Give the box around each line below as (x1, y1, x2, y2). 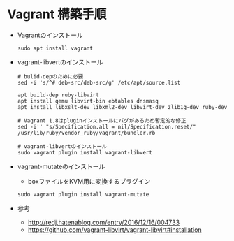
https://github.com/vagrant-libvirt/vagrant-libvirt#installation (27, 225, 202, 234)
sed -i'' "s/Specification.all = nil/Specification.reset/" (17, 123, 196, 130)
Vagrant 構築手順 (7, 6, 107, 22)
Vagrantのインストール (17, 31, 83, 39)
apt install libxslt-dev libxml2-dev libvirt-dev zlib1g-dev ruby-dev (17, 103, 228, 110)
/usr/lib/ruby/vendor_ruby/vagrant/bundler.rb (17, 129, 156, 136)
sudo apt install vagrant (17, 45, 93, 52)
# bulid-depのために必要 (17, 73, 84, 80)
